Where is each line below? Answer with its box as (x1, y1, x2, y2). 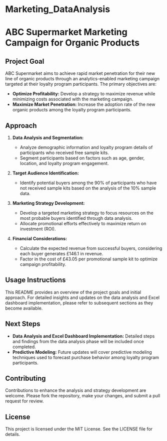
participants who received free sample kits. (19, 150, 109, 156)
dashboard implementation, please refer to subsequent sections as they (5, 300, 153, 306)
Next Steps (5, 320, 40, 328)
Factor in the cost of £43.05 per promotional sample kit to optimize (19, 256, 158, 262)
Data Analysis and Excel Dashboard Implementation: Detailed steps (12, 333, 155, 339)
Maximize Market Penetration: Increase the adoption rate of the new (12, 101, 155, 107)
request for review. (5, 398, 44, 404)
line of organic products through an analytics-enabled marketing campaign (5, 76, 160, 82)
